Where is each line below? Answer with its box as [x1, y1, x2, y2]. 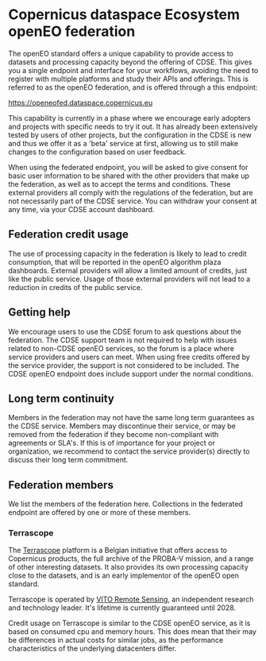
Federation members [8, 478, 114, 492]
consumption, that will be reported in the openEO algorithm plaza [8, 257, 222, 267]
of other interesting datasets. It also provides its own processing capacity [8, 562, 249, 572]
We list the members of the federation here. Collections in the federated [8, 499, 244, 509]
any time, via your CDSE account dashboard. [8, 204, 155, 214]
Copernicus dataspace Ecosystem [8, 6, 241, 24]
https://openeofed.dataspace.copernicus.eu [8, 98, 153, 107]
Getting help [8, 306, 71, 319]
